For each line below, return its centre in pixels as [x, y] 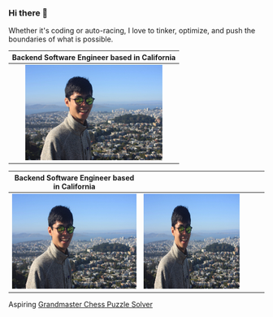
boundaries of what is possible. [61, 39]
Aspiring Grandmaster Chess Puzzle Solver [80, 304]
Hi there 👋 [28, 13]
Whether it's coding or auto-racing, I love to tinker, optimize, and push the [132, 31]
